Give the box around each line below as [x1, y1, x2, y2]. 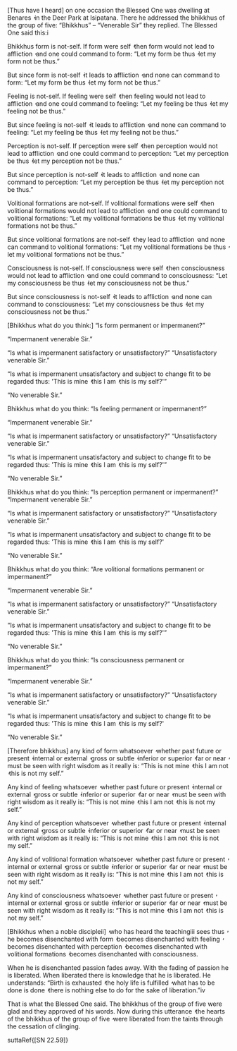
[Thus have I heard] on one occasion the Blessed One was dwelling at [7, 6, 210, 14]
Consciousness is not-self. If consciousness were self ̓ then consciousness [7, 264, 225, 272]
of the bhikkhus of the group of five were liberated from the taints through [7, 1015, 224, 1023]
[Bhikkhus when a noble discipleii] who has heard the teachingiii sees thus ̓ [7, 928, 226, 935]
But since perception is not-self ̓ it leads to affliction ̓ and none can [7, 171, 200, 178]
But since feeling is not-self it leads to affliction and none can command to [7, 121, 226, 129]
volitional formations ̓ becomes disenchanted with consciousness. [7, 950, 198, 958]
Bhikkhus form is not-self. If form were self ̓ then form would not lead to [7, 42, 214, 50]
